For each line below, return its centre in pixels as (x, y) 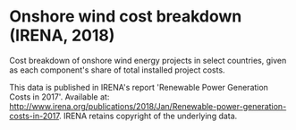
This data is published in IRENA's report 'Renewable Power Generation (139, 87)
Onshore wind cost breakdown (126, 17)
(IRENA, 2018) (62, 35)
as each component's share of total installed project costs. (117, 70)
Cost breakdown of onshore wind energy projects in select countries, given (148, 60)
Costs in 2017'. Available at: (59, 97)
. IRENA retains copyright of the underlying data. (148, 116)
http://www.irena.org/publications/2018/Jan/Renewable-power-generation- (148, 106)
